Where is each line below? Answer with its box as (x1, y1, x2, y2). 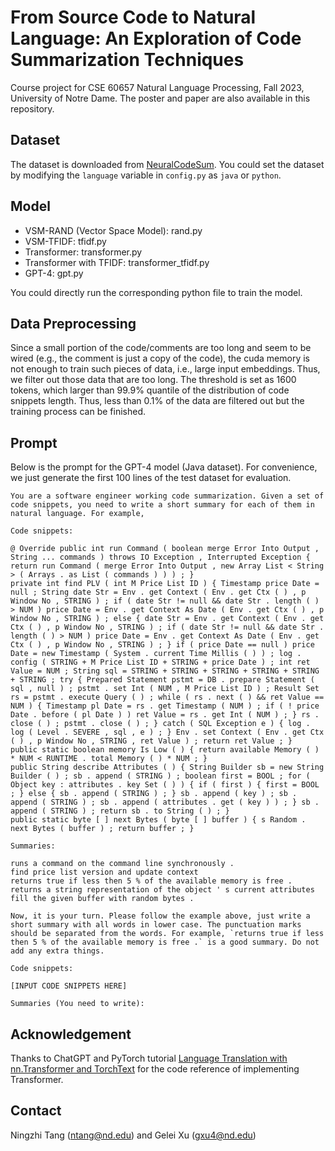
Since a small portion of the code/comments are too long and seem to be (10, 342, 312, 354)
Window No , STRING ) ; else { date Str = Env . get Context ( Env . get (10, 614, 325, 624)
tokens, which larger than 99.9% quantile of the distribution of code (10, 384, 290, 396)
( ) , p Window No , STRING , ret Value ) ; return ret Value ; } (10, 736, 293, 746)
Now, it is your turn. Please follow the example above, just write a (10, 911, 311, 921)
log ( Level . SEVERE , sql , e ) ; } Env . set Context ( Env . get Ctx (10, 727, 325, 738)
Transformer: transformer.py (24, 246, 143, 258)
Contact (10, 1102, 62, 1120)
